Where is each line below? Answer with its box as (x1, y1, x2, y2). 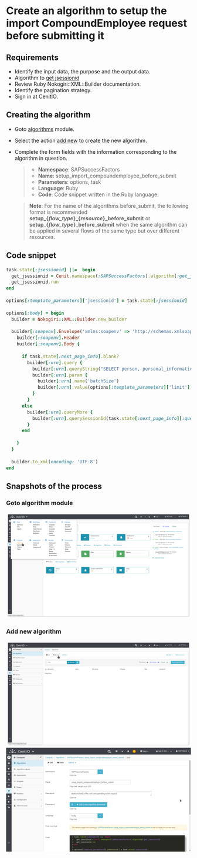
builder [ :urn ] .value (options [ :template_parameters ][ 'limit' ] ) (37, 385, 193, 391)
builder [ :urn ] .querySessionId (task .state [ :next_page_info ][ (32, 415, 182, 421)
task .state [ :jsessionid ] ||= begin (6, 267, 96, 272)
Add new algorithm (6, 627, 62, 635)
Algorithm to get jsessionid (14, 75, 80, 81)
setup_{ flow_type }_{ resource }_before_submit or (29, 214, 151, 221)
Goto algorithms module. (14, 125, 75, 133)
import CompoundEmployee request (6, 16, 188, 30)
